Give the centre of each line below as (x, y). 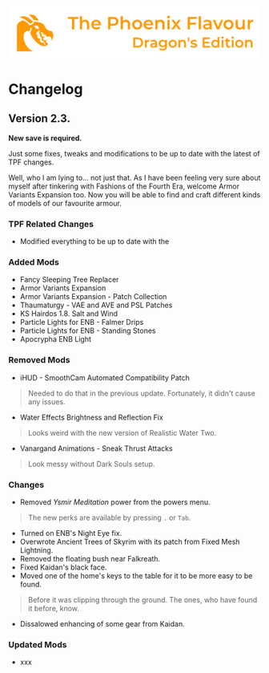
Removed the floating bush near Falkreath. (90, 559)
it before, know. (54, 608)
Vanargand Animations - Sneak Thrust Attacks (96, 448)
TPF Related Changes (51, 224)
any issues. (46, 401)
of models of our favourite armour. (65, 203)
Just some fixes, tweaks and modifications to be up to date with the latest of (134, 153)
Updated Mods (38, 644)
